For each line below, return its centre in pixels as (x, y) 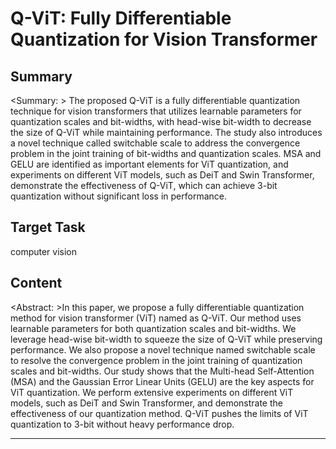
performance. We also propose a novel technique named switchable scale (163, 349)
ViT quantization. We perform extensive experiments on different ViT (152, 392)
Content (36, 283)
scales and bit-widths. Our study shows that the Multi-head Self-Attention (162, 371)
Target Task (48, 227)
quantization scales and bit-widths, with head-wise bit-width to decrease (161, 121)
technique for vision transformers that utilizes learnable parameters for (156, 111)
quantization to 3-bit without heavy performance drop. (122, 424)
